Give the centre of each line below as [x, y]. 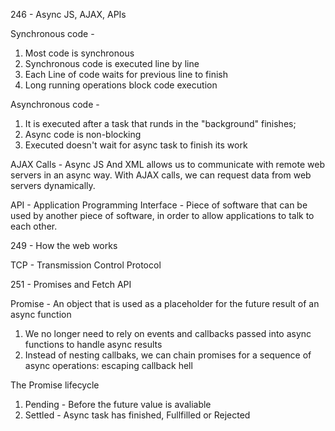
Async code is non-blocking [83, 134]
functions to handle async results [93, 344]
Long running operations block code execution [121, 85]
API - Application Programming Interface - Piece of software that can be [159, 205]
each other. [34, 226]
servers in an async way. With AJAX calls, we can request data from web [161, 175]
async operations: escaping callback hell [108, 365]
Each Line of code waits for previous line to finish [126, 74]
